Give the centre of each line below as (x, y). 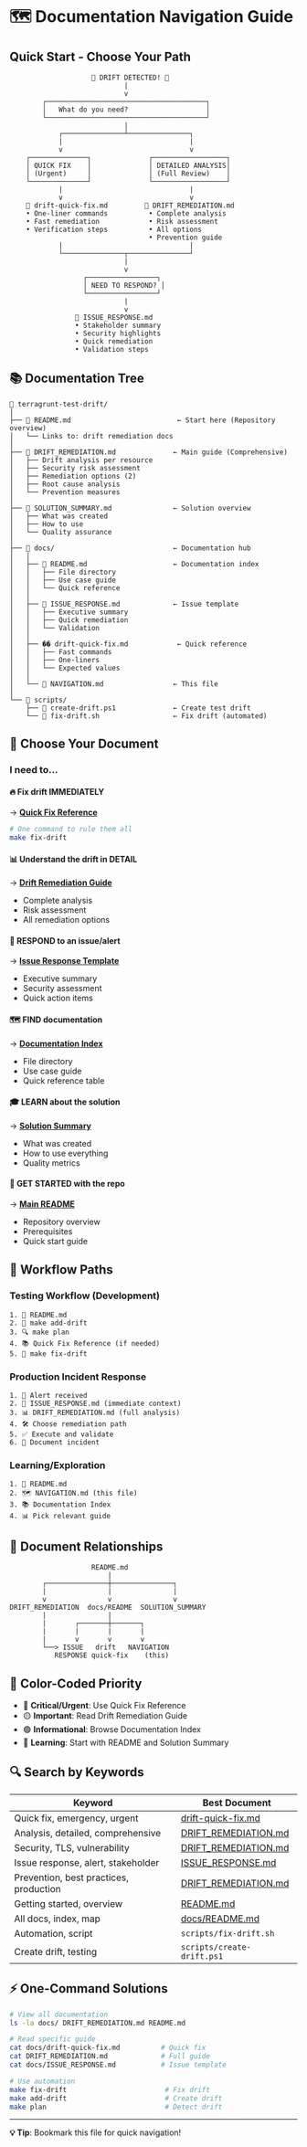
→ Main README (42, 1204)
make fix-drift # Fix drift (110, 2089)
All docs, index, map (57, 1919)
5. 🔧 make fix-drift (49, 1354)
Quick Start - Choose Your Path (101, 56)
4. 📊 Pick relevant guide (60, 1517)
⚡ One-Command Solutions (89, 1988)
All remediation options (66, 920)
